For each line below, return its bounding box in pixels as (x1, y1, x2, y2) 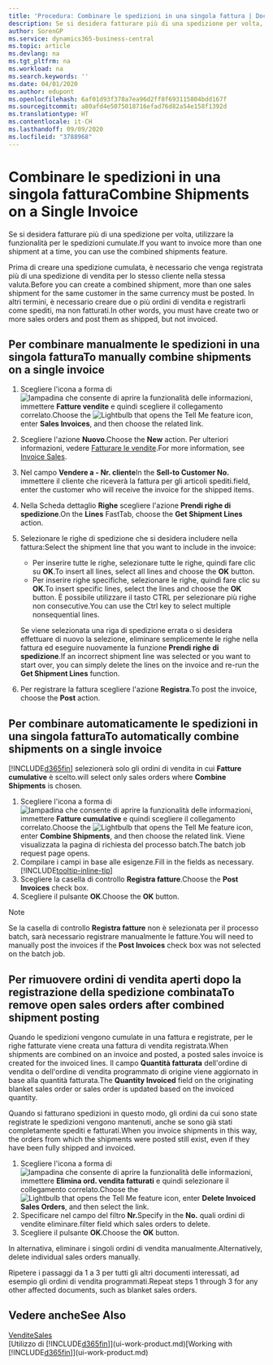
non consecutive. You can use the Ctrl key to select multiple (32, 601, 232, 611)
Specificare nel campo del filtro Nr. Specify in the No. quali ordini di (19, 1211, 245, 1220)
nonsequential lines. (32, 610, 100, 620)
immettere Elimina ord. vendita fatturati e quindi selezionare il (19, 1176, 229, 1185)
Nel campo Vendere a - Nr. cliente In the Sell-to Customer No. (19, 468, 230, 478)
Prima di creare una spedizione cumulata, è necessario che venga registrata (8, 262, 263, 272)
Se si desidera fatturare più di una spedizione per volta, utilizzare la (8, 229, 234, 239)
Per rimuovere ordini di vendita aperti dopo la (8, 973, 242, 986)
